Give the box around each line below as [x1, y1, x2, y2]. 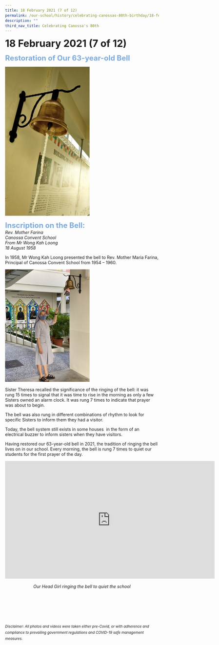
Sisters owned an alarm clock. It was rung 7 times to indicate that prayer [5, 397, 150, 403]
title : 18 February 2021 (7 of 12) [5, 8, 78, 13]
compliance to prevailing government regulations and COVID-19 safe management [5, 630, 144, 635]
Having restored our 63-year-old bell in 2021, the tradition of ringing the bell [5, 441, 158, 447]
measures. [5, 636, 23, 641]
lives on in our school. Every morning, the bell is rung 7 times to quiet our [5, 446, 152, 452]
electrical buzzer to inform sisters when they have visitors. [5, 431, 123, 437]
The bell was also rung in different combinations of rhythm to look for [5, 412, 144, 418]
